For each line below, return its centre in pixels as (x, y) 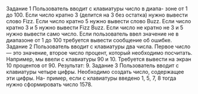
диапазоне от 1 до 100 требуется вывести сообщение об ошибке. (89, 40)
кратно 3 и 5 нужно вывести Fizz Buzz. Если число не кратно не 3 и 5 (95, 27)
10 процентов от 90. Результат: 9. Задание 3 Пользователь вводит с (93, 65)
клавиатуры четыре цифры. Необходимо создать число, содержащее (95, 72)
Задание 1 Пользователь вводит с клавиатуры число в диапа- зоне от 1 (97, 9)
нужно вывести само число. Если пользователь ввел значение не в (92, 34)
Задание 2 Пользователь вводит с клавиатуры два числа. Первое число (98, 46)
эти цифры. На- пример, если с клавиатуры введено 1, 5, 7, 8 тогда (91, 78)
